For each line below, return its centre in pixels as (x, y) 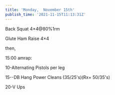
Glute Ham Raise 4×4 (27, 38)
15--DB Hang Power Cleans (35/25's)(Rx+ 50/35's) (58, 77)
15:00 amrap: (19, 57)
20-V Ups (15, 87)
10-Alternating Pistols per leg (35, 67)
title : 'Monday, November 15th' (40, 10)
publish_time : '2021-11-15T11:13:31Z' (45, 14)
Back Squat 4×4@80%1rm (32, 28)
